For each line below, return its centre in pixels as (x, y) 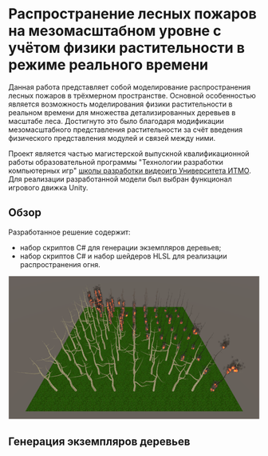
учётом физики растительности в (127, 48)
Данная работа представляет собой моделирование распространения (130, 87)
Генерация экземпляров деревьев (99, 441)
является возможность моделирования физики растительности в (120, 104)
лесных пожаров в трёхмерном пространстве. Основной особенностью (132, 95)
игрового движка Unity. (48, 187)
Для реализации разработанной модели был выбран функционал (120, 179)
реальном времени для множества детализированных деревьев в (122, 112)
